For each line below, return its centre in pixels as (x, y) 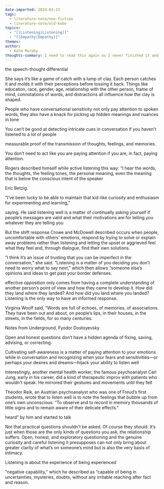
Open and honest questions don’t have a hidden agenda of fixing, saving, (79, 338)
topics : (13, 28)
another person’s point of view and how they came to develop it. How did (79, 288)
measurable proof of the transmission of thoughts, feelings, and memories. (81, 144)
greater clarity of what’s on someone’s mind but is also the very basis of (78, 448)
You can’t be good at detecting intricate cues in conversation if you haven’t (81, 129)
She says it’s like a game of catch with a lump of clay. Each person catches (81, 79)
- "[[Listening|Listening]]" (39, 32)
